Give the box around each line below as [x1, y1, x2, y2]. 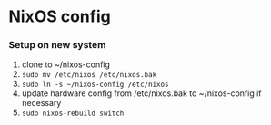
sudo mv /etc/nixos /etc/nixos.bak [21, 71, 157, 80]
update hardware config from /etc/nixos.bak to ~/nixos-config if [21, 88, 262, 99]
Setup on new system [8, 39, 106, 52]
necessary [21, 98, 62, 109]
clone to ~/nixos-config [21, 59, 111, 70]
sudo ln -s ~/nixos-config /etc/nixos [21, 80, 169, 90]
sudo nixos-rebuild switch [21, 109, 125, 119]
